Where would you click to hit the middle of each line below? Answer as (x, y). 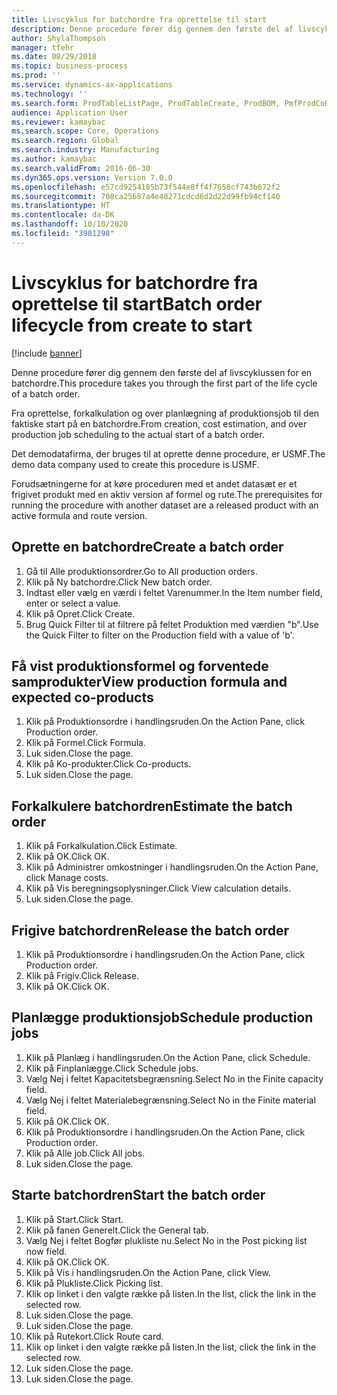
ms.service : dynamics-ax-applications (92, 85)
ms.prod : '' (36, 76)
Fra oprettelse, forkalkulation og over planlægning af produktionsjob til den (165, 413)
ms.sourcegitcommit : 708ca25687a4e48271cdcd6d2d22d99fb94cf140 (146, 196)
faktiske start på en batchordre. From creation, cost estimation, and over (159, 423)
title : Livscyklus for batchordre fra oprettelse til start (139, 19)
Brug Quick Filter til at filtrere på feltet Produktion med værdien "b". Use (172, 624)
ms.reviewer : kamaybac (58, 122)
